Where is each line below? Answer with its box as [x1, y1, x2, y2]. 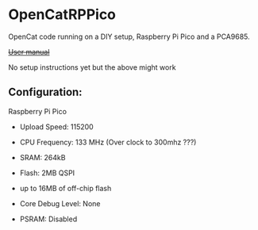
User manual [8, 47, 50, 56]
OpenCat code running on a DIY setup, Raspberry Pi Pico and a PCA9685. [8, 32, 250, 41]
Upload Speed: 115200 [19, 121, 94, 132]
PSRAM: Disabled [19, 214, 78, 224]
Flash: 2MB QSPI [19, 168, 75, 178]
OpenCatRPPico [8, 6, 117, 24]
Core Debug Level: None [19, 198, 101, 208]
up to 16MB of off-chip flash [19, 183, 112, 193]
